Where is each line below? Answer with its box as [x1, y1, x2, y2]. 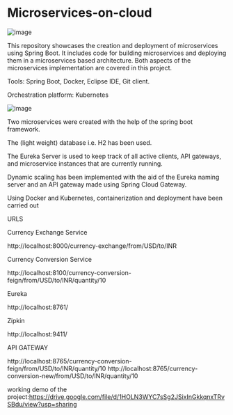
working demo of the [7, 385, 67, 393]
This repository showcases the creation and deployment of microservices [7, 41, 218, 49]
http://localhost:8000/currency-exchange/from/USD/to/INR [7, 242, 177, 250]
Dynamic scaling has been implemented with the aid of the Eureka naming [7, 173, 220, 181]
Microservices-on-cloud [7, 5, 152, 21]
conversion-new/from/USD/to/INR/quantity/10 [7, 371, 138, 380]
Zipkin [7, 316, 26, 324]
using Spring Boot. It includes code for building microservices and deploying [7, 49, 227, 57]
